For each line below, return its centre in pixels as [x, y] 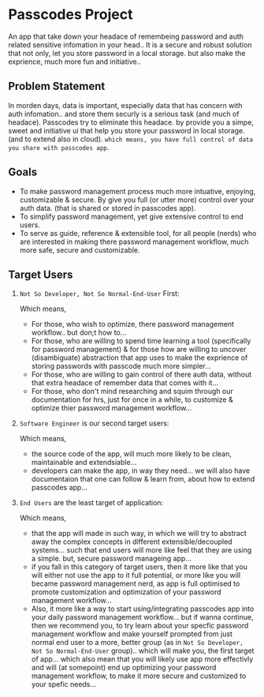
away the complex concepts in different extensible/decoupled [132, 541]
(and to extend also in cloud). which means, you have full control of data [131, 139]
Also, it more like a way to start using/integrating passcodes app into [143, 609]
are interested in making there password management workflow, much [134, 242]
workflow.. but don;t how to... [79, 332]
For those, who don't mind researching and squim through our [132, 392]
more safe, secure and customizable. [80, 249]
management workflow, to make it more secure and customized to [139, 676]
